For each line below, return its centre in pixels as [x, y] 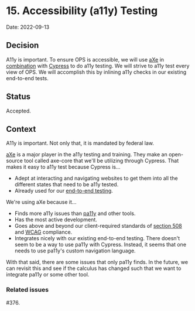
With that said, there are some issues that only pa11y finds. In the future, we [97, 262]
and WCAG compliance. [43, 232]
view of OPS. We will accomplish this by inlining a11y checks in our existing [96, 72]
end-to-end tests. [27, 78]
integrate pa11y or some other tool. [48, 275]
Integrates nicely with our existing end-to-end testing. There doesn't [97, 238]
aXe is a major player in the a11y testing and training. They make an [87, 155]
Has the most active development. [56, 220]
